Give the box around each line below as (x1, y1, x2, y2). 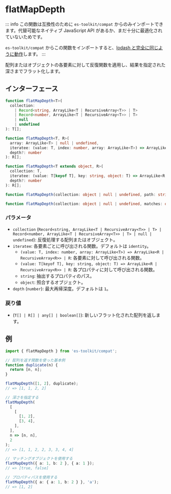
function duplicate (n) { (5, 362, 58, 367)
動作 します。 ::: (14, 51, 46, 57)
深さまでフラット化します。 (5, 68, 63, 74)
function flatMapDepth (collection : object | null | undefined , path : (5, 192, 156, 197)
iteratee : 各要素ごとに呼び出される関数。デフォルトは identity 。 (12, 243, 152, 249)
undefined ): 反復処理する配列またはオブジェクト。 (12, 237, 118, 243)
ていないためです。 (5, 34, 45, 40)
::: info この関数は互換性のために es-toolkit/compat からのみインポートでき (5, 21, 164, 27)
